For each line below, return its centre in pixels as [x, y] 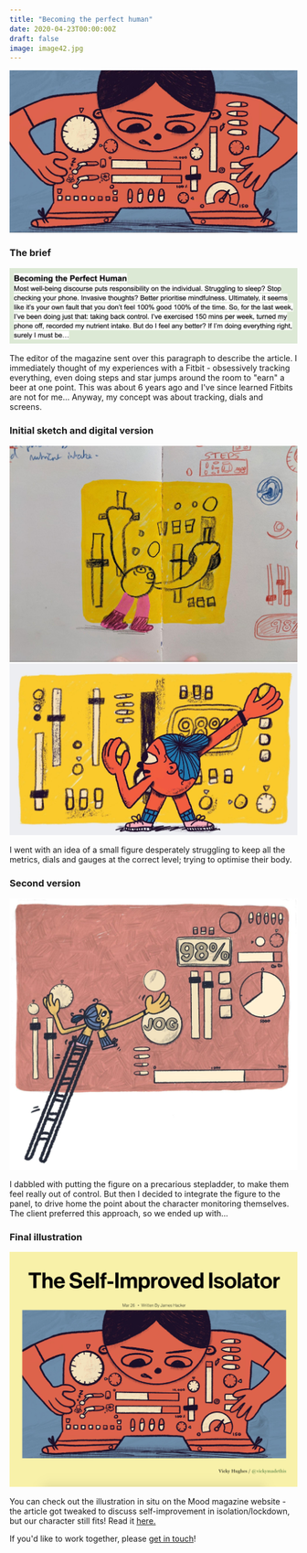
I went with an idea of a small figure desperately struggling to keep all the [148, 850]
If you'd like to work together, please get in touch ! [103, 1538]
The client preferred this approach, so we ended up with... [119, 1213]
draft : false [34, 38]
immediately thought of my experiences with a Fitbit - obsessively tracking [150, 368]
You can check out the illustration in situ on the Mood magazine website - [148, 1501]
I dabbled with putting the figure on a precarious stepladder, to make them [149, 1183]
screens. [26, 407]
